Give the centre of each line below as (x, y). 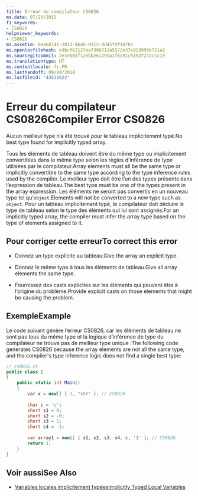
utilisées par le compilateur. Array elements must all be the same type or (93, 166)
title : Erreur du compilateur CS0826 (53, 12)
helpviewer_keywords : (33, 34)
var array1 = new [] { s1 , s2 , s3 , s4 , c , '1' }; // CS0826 (102, 438)
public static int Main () (49, 383)
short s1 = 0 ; (45, 410)
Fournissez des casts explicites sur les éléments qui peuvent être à (96, 285)
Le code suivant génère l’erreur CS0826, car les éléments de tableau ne (94, 330)
